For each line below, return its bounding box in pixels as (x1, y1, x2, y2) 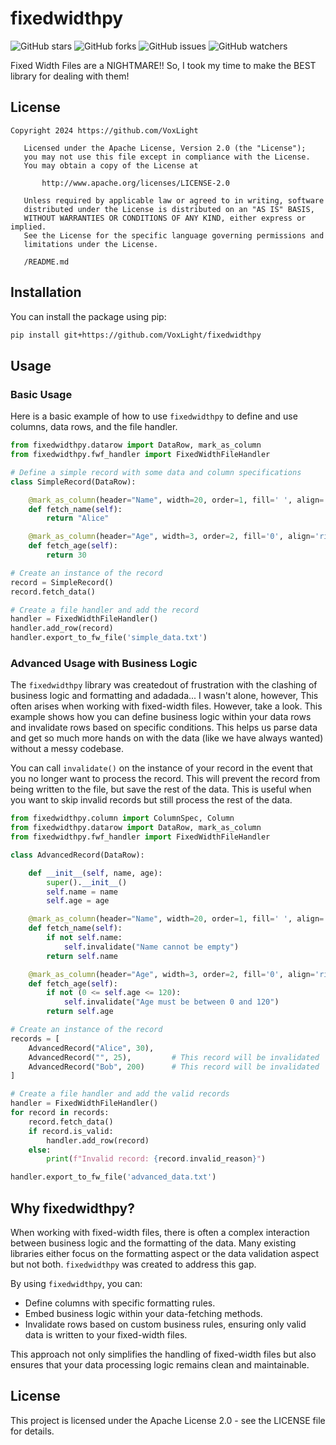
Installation (10, 284, 82, 301)
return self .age (46, 1007, 114, 1017)
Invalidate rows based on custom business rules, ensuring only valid (24, 1318, 307, 1330)
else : (28, 1145, 52, 1155)
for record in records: (10, 1108, 110, 1118)
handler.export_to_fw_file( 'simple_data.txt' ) (10, 633, 208, 643)
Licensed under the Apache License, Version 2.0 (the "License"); (23, 143, 307, 153)
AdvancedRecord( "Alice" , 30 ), (28, 1043, 155, 1053)
